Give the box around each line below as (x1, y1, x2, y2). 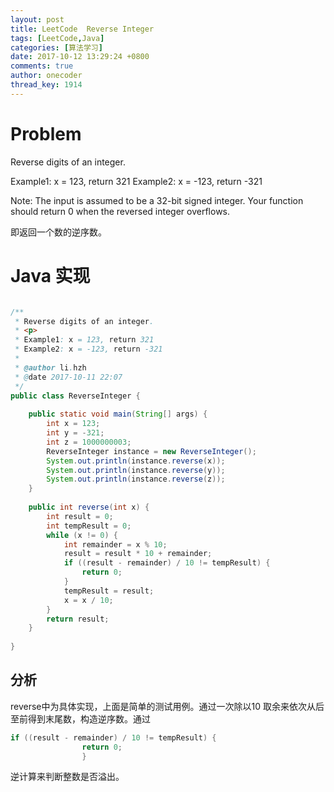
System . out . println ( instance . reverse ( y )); (46, 465, 226, 475)
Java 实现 (10, 264, 91, 287)
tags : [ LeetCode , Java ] (10, 33, 105, 43)
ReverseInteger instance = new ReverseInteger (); (46, 446, 257, 456)
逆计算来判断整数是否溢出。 (10, 771, 125, 783)
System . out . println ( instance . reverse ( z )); (46, 474, 226, 485)
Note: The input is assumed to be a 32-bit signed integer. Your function (10, 194, 304, 206)
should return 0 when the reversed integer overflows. (10, 205, 231, 217)
